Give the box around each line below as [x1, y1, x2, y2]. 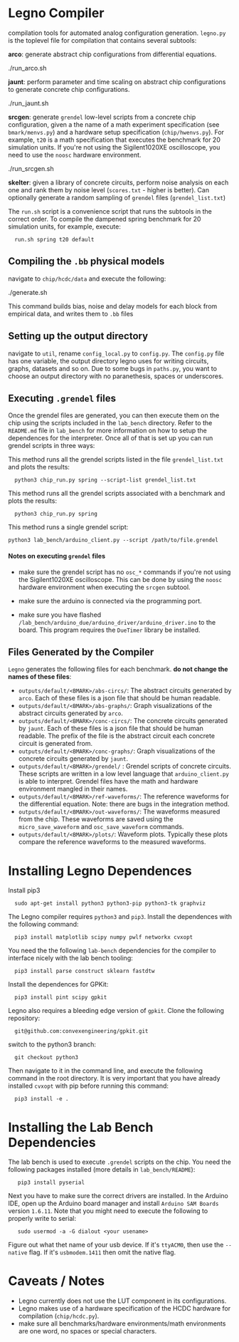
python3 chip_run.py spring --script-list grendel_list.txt [14, 477, 196, 484]
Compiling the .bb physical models [8, 255, 165, 268]
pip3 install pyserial [17, 1179, 85, 1187]
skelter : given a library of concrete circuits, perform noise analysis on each [8, 178, 229, 187]
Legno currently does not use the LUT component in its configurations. [18, 1296, 227, 1305]
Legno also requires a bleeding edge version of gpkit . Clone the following [8, 1006, 225, 1015]
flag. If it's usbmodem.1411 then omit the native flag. [28, 1248, 176, 1257]
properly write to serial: [8, 1214, 77, 1223]
